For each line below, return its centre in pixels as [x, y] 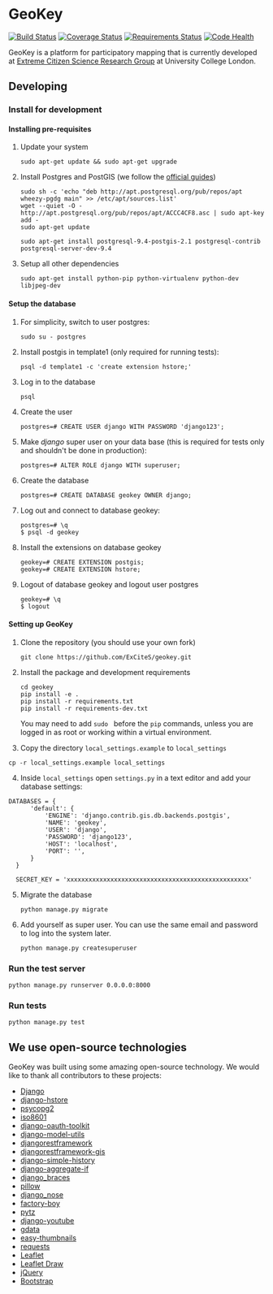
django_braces [45, 1178]
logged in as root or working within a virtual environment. [116, 732]
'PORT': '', [65, 851]
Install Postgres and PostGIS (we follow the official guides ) [118, 177]
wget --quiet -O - [51, 206]
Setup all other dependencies [69, 264]
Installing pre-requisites [50, 129]
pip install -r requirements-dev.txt [84, 708]
